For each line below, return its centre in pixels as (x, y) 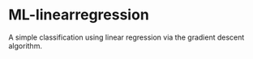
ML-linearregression (79, 15)
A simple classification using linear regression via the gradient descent (126, 37)
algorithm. (26, 45)
